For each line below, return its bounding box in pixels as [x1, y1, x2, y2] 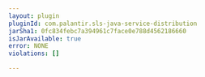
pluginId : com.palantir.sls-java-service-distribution [8, 19, 198, 28]
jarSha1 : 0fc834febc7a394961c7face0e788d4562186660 [8, 27, 186, 35]
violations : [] [8, 49, 60, 58]
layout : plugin [8, 11, 60, 20]
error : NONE [8, 42, 49, 50]
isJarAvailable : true [8, 34, 82, 43]
